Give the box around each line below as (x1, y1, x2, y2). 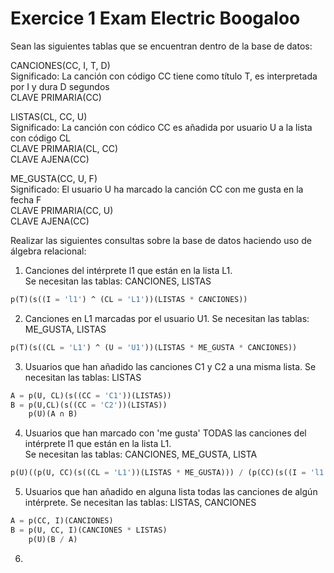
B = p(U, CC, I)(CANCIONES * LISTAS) (10, 525, 168, 536)
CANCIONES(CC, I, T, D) (10, 59, 111, 71)
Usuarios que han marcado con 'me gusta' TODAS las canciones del (24, 427, 307, 439)
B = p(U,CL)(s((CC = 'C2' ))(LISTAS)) (10, 400, 168, 410)
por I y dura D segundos (10, 80, 110, 92)
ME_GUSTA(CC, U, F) (10, 172, 98, 184)
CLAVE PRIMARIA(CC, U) (10, 204, 114, 216)
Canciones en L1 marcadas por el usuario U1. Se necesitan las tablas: (24, 312, 310, 324)
